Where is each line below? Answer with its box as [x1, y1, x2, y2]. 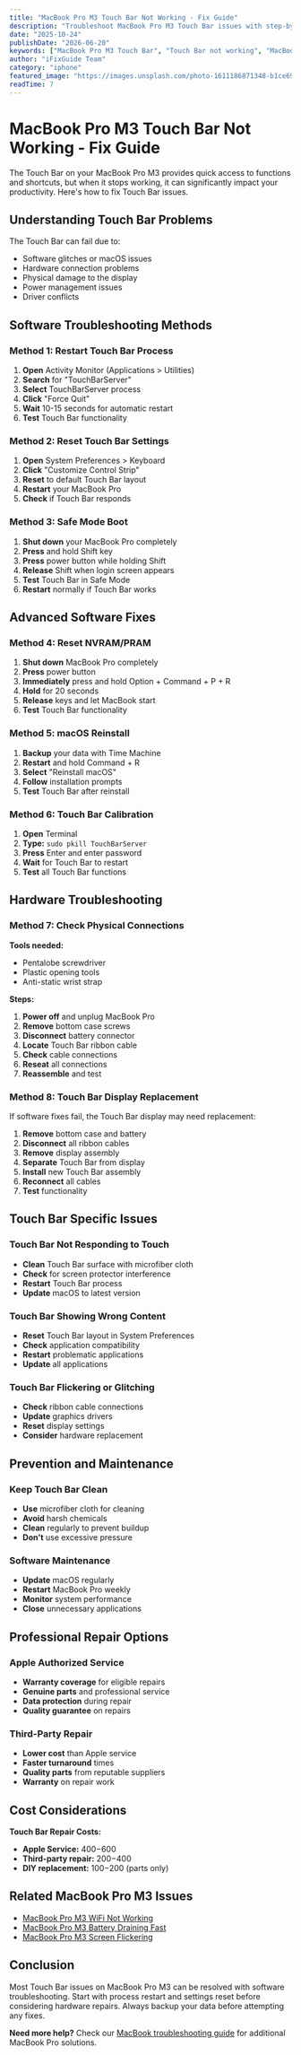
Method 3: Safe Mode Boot [9, 516, 128, 528]
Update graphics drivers [21, 1411, 114, 1422]
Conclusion [9, 1957, 75, 1973]
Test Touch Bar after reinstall [21, 786, 130, 797]
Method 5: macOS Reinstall [9, 727, 130, 740]
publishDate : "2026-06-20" [9, 38, 110, 48]
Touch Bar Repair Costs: [9, 1826, 101, 1837]
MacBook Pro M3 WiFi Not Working [21, 1912, 154, 1923]
